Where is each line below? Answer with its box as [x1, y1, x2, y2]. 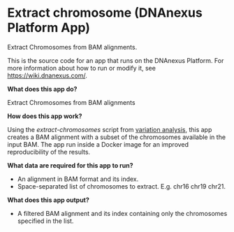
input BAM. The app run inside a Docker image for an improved [7, 140, 189, 148]
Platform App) [7, 20, 91, 36]
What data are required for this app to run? [7, 161, 134, 169]
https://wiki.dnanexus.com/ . [7, 71, 87, 80]
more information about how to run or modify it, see [7, 64, 156, 72]
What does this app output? [7, 196, 89, 204]
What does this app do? [7, 85, 78, 93]
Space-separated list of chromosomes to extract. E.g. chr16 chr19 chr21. [17, 182, 226, 190]
